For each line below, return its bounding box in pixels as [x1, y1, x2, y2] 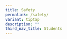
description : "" [5, 21, 40, 27]
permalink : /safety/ [5, 12, 49, 17]
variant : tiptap [5, 17, 40, 22]
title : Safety [5, 7, 36, 13]
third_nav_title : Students [5, 26, 62, 31]
